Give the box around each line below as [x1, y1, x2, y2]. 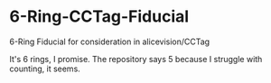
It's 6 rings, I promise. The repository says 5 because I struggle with [9, 53, 263, 64]
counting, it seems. [9, 63, 81, 74]
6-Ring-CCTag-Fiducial [9, 6, 190, 27]
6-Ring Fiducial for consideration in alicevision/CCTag [9, 36, 210, 47]
